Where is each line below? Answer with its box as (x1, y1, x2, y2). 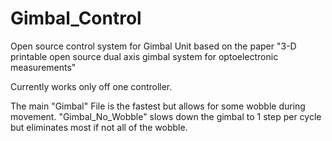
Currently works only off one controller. (10, 80, 173, 92)
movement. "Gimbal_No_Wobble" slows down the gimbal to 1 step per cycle (10, 110, 322, 122)
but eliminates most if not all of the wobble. (10, 121, 188, 133)
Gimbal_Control (10, 7, 142, 30)
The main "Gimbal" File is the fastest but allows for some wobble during (10, 100, 306, 112)
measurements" (10, 61, 77, 73)
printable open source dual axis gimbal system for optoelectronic (10, 50, 279, 62)
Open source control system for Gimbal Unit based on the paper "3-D (10, 40, 297, 52)
